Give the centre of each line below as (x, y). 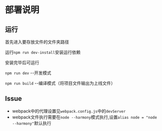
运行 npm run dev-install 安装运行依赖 (43, 52)
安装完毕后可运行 (22, 63)
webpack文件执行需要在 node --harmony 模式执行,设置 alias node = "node (84, 117)
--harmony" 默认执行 (32, 123)
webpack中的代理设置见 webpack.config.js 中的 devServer (69, 111)
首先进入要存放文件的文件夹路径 (37, 42)
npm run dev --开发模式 (28, 73)
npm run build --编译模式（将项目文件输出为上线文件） (60, 83)
